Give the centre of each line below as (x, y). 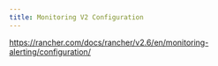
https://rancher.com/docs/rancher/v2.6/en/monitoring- (109, 42)
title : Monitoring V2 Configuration (76, 17)
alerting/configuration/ (50, 51)
